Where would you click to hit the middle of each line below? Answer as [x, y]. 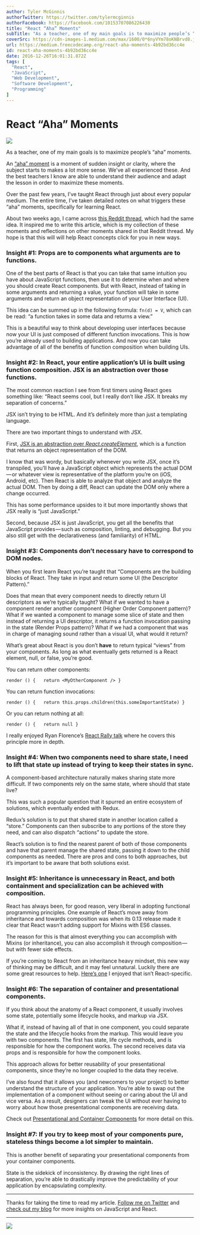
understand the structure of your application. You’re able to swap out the [96, 1088]
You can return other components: [48, 669]
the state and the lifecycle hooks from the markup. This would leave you [95, 1034]
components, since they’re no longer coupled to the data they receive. [92, 1070]
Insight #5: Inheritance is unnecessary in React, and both [90, 878]
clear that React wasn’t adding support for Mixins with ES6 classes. [89, 925]
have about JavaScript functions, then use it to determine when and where [98, 279]
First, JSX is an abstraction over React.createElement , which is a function [96, 444]
